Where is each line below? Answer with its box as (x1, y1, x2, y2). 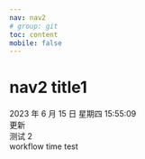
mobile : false (9, 38, 63, 48)
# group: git (9, 22, 59, 31)
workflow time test (9, 141, 78, 152)
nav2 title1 (9, 78, 87, 98)
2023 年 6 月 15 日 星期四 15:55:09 (9, 108, 137, 119)
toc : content (9, 30, 59, 39)
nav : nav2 (9, 13, 47, 23)
